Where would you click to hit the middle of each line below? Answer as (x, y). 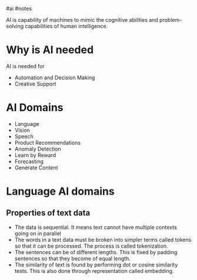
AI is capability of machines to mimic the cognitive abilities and (82, 20)
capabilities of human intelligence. (66, 26)
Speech (24, 136)
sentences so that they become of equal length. (73, 258)
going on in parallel (38, 233)
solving (15, 26)
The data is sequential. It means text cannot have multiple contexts (96, 227)
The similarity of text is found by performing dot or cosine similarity (96, 265)
